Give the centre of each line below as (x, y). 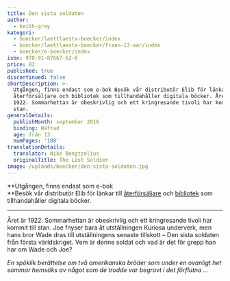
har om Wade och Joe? (40, 249)
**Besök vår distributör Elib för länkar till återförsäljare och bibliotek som (110, 193)
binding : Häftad (36, 128)
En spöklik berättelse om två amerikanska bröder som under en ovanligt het (114, 262)
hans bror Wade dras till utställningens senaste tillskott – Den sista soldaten (113, 234)
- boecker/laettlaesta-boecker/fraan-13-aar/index (87, 45)
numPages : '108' (36, 141)
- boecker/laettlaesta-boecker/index (67, 39)
